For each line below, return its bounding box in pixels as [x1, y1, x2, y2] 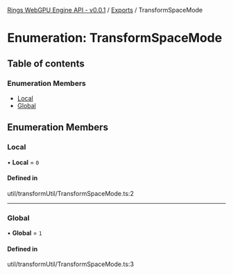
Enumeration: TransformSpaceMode [7, 30, 223, 46]
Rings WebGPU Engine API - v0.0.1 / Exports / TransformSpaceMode [7, 6, 203, 14]
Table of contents [7, 57, 85, 69]
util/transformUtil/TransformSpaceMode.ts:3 [7, 260, 134, 269]
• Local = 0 [7, 158, 40, 166]
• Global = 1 [7, 229, 42, 238]
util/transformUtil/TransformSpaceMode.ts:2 [7, 189, 134, 197]
